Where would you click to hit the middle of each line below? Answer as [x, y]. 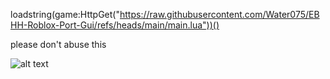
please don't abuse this [58, 44]
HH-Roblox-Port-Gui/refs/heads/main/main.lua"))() [115, 25]
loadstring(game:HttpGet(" [65, 14]
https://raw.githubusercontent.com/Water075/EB [219, 14]
